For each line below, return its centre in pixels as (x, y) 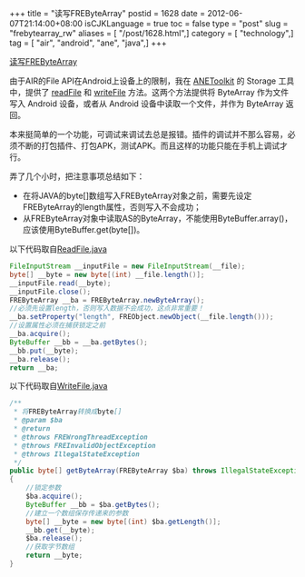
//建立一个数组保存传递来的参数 (77, 513)
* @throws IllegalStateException (77, 454)
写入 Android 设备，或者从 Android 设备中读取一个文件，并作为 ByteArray (147, 104)
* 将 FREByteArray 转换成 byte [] (68, 412)
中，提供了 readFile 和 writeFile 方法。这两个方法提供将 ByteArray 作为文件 (149, 92)
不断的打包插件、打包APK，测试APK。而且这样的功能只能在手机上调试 (148, 145)
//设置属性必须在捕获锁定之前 (58, 325)
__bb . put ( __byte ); (44, 351)
